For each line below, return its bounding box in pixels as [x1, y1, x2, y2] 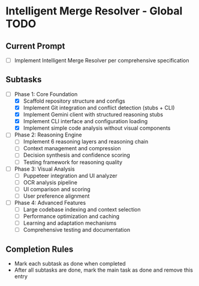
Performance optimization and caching [23, 213, 120, 220]
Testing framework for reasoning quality [23, 158, 123, 166]
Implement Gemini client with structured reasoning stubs [23, 111, 163, 118]
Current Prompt [5, 41, 65, 51]
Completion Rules [5, 244, 74, 254]
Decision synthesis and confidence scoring [23, 151, 130, 159]
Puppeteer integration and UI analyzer [23, 172, 117, 179]
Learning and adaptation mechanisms [23, 219, 117, 227]
